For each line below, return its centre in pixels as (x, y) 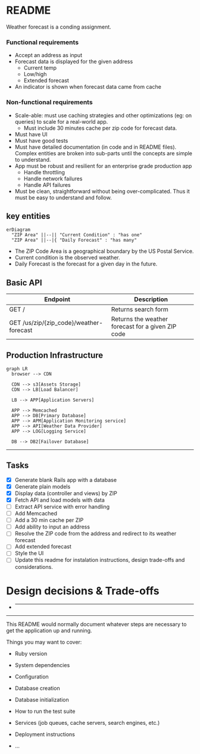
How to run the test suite (45, 711)
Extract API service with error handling (62, 507)
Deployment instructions (45, 734)
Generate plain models (43, 486)
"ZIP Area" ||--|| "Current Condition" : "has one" (77, 235)
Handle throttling (44, 172)
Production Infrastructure (55, 355)
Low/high (35, 74)
